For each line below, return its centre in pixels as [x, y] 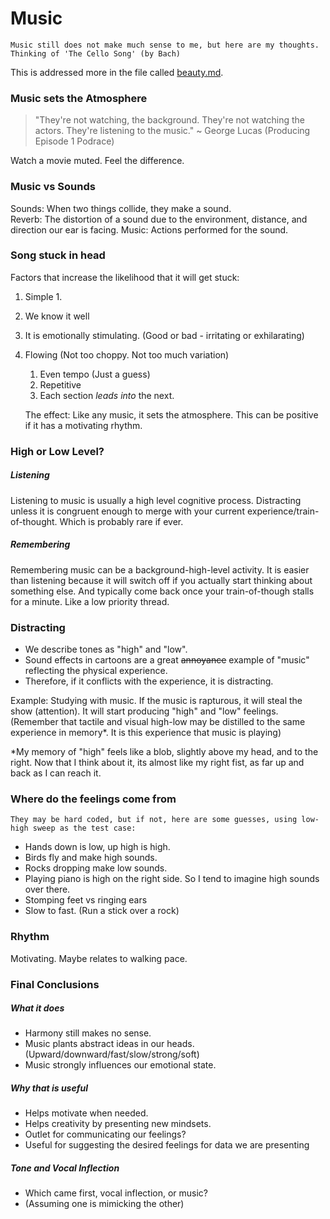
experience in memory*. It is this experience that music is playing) [146, 732]
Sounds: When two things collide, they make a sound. [121, 208]
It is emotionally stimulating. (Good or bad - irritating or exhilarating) [164, 335]
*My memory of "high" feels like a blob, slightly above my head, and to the [164, 751]
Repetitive [60, 384]
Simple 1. [43, 296]
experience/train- [283, 511]
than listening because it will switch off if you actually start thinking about [161, 580]
